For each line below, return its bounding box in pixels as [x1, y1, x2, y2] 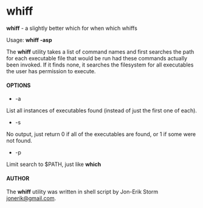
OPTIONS [6, 81, 31, 89]
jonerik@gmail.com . [6, 195, 57, 202]
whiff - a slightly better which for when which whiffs [6, 24, 138, 32]
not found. [6, 137, 32, 145]
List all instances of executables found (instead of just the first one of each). [6, 107, 198, 114]
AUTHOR [6, 174, 30, 182]
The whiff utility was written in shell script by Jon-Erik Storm [6, 188, 159, 196]
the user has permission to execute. [6, 67, 96, 74]
